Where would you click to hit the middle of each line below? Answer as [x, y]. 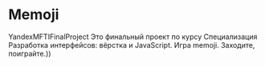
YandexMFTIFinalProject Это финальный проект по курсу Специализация [133, 37]
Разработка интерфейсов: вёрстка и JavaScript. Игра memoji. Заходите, [132, 45]
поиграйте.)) [30, 53]
